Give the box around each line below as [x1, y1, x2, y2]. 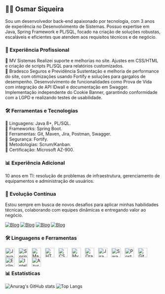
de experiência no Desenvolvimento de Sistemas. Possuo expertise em [5, 23, 150, 29]
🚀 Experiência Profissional [5, 46, 70, 53]
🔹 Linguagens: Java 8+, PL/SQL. [5, 120, 71, 127]
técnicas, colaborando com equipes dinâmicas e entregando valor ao [5, 207, 146, 213]
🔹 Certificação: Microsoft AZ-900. [5, 147, 74, 153]
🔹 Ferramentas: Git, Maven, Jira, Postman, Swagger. [5, 131, 112, 137]
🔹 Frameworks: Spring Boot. [5, 126, 63, 132]
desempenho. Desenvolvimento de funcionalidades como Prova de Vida [5, 79, 152, 85]
